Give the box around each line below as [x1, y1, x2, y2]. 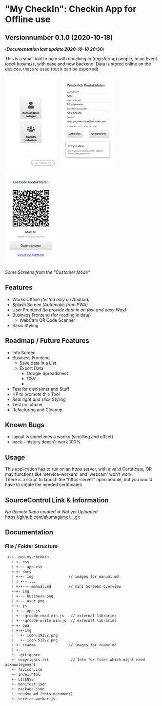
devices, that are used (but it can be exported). [5, 66, 100, 72]
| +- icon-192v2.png [11, 633, 58, 638]
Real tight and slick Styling [12, 396, 66, 402]
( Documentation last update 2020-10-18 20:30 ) [5, 46, 104, 52]
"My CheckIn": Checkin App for [5, 3, 137, 15]
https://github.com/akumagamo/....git [5, 514, 81, 520]
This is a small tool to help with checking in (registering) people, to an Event [5, 56, 158, 62]
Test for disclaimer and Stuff [12, 386, 70, 392]
